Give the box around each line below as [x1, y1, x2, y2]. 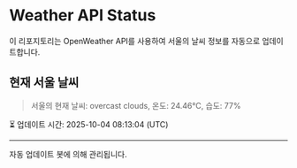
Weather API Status [9, 5, 156, 26]
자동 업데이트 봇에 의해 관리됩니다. [9, 149, 127, 159]
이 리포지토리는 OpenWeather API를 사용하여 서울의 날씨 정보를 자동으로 [9, 35, 261, 46]
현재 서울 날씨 [9, 75, 80, 90]
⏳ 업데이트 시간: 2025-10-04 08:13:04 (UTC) [9, 118, 169, 129]
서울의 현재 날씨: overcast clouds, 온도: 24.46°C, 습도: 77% [30, 100, 241, 111]
